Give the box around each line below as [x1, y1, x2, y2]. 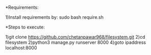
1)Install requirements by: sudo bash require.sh [5, 14, 104, 20]
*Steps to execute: [5, 24, 45, 30]
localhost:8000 [5, 45, 37, 50]
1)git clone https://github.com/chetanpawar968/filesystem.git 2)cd [5, 34, 145, 40]
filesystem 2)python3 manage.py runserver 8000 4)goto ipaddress [5, 39, 146, 45]
